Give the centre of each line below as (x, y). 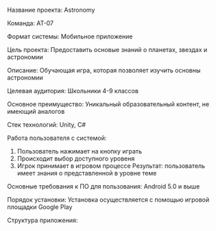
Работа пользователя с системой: (57, 138)
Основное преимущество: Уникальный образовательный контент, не (108, 104)
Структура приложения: (43, 220)
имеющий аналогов (36, 111)
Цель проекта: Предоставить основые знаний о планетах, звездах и (107, 50)
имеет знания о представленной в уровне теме (87, 173)
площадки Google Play (40, 207)
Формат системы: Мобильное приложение (70, 36)
